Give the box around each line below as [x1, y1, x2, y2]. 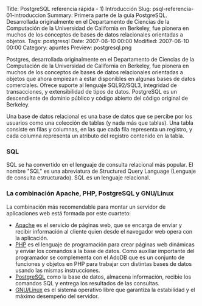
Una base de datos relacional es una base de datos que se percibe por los [6, 113, 193, 120]
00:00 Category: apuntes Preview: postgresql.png [6, 44, 132, 51]
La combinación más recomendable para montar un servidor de [6, 203, 166, 210]
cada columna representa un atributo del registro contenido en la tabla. [6, 132, 184, 139]
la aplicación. [15, 234, 49, 242]
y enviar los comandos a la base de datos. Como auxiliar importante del [15, 247, 195, 254]
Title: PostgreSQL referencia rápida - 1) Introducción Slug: [6, 5, 151, 12]
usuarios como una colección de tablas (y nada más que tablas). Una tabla [6, 119, 193, 127]
